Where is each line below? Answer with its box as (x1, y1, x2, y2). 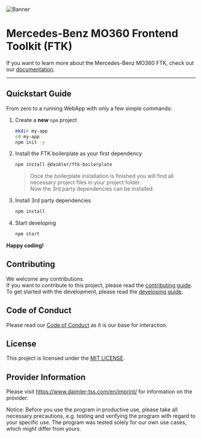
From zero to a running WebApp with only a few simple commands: (6, 105, 173, 112)
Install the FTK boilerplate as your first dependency (14, 150, 142, 157)
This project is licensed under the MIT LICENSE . (6, 354, 125, 362)
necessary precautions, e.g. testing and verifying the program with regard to (6, 412, 196, 420)
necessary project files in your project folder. (29, 179, 141, 186)
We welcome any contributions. (6, 275, 85, 282)
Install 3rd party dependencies (14, 197, 91, 204)
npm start (14, 231, 40, 237)
